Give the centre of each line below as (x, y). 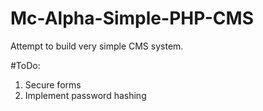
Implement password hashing (85, 95)
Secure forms (53, 84)
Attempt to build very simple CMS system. (97, 46)
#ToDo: (25, 65)
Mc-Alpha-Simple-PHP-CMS (132, 18)
